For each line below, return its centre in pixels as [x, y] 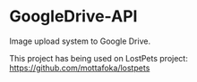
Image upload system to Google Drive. [80, 41]
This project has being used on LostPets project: [98, 58]
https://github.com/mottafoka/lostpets [80, 68]
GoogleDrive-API [73, 16]
